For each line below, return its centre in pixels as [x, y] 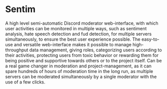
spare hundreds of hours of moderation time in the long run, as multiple [79, 71]
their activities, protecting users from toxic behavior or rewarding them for [82, 55]
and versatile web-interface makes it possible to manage [73, 44]
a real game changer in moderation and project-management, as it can [78, 66]
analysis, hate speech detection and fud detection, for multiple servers [78, 34]
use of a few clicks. [25, 82]
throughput [17, 50]
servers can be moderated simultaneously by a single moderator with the [81, 76]
